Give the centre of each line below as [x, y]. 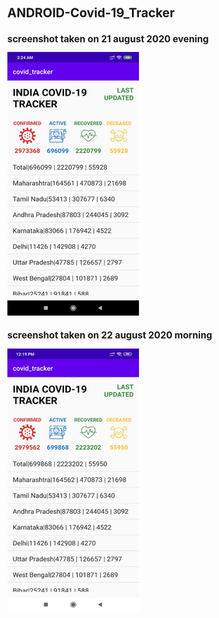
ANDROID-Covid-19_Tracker [91, 13]
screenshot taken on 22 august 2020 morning [110, 335]
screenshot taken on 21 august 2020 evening [108, 39]
